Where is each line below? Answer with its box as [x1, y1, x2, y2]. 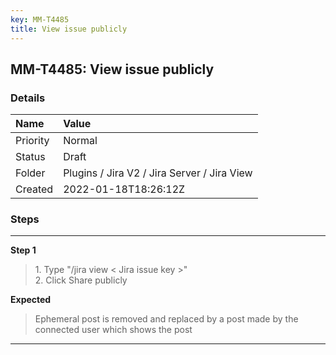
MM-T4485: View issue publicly [10, 61, 215, 78]
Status [15, 150, 46, 164]
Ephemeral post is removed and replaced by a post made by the [34, 313, 299, 325]
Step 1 [10, 244, 37, 256]
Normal [63, 134, 98, 148]
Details [10, 91, 46, 105]
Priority [15, 134, 50, 148]
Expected [10, 294, 52, 306]
